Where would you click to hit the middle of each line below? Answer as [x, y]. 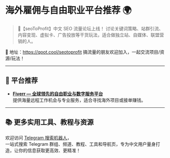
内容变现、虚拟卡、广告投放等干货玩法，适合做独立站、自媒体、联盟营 [91, 35]
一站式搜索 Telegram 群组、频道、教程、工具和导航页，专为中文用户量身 [80, 144]
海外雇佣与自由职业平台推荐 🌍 [68, 10]
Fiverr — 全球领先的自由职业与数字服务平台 [58, 94]
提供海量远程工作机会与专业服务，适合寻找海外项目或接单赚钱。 [79, 100]
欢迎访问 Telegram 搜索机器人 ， [38, 138]
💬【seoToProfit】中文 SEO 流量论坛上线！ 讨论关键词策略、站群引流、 [90, 28]
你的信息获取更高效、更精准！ [50, 150]
